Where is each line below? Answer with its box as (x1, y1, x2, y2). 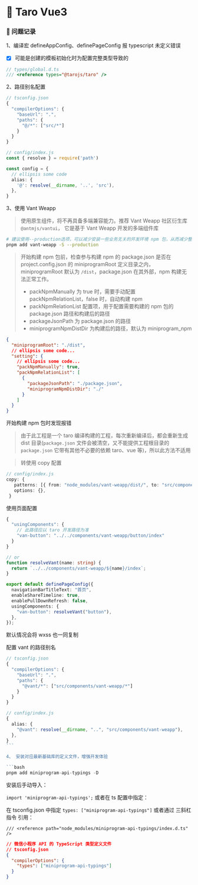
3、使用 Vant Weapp (6, 205, 56, 212)
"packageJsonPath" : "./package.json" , (27, 380, 123, 386)
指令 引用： (6, 814, 34, 821)
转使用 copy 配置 (20, 459, 62, 466)
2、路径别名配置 (6, 83, 46, 90)
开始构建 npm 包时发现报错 (6, 419, 72, 427)
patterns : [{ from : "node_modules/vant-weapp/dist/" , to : (14, 482, 160, 488)
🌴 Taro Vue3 (6, 5, 68, 19)
